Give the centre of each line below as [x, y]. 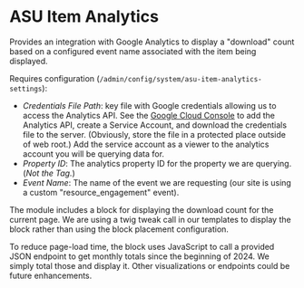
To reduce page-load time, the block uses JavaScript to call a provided [142, 246]
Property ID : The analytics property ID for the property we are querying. [157, 163]
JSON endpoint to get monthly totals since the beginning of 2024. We [140, 256]
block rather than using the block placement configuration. [119, 229]
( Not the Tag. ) [49, 173]
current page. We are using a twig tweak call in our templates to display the [151, 219]
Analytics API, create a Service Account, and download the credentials [155, 125]
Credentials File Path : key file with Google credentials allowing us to [149, 105]
